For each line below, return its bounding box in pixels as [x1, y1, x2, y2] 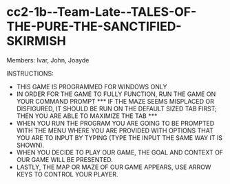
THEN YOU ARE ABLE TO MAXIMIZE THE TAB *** [16, 111, 158, 120]
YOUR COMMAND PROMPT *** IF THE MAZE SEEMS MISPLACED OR [16, 97, 214, 105]
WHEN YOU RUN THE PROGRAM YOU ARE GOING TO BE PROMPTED [16, 119, 215, 127]
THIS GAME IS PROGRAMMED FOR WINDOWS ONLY [16, 82, 167, 91]
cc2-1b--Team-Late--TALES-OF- [6, 4, 197, 20]
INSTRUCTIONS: [6, 69, 54, 78]
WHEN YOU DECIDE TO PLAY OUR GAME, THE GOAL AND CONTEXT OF [16, 148, 224, 157]
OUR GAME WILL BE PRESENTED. [16, 155, 113, 163]
